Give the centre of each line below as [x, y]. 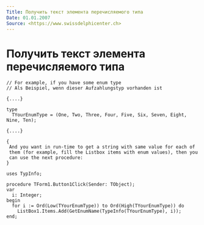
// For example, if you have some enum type [64, 83]
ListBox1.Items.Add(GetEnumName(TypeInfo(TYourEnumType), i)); [100, 212]
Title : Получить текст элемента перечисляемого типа [75, 12]
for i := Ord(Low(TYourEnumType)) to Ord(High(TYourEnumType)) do [98, 206]
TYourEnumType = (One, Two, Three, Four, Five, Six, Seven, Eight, [100, 115]
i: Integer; [27, 195]
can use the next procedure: [46, 158]
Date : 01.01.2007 [28, 18]
